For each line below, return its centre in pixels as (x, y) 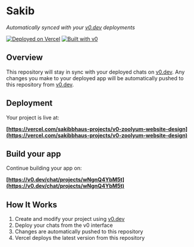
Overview (25, 58)
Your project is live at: (33, 118)
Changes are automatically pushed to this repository (79, 232)
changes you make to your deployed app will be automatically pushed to (95, 78)
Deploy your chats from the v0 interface (64, 225)
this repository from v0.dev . (40, 84)
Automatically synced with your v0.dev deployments (71, 27)
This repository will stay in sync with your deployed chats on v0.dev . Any (96, 72)
